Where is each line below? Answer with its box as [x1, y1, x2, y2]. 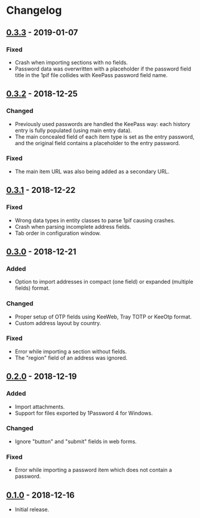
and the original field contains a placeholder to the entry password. [14, 139, 180, 146]
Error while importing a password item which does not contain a [14, 467, 172, 474]
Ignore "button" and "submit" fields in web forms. [14, 437, 137, 445]
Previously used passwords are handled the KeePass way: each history [14, 120, 190, 127]
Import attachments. [14, 403, 65, 410]
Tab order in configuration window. [14, 229, 101, 237]
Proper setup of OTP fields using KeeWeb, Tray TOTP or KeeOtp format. [14, 313, 192, 320]
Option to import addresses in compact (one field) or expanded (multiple [14, 278, 193, 286]
